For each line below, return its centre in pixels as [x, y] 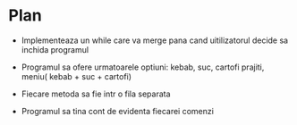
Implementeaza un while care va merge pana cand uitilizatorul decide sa [154, 40]
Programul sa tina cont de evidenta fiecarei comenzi [117, 111]
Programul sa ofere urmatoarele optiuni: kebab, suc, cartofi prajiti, [143, 67]
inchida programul [55, 49]
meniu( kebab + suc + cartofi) [76, 76]
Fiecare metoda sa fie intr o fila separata [96, 94]
